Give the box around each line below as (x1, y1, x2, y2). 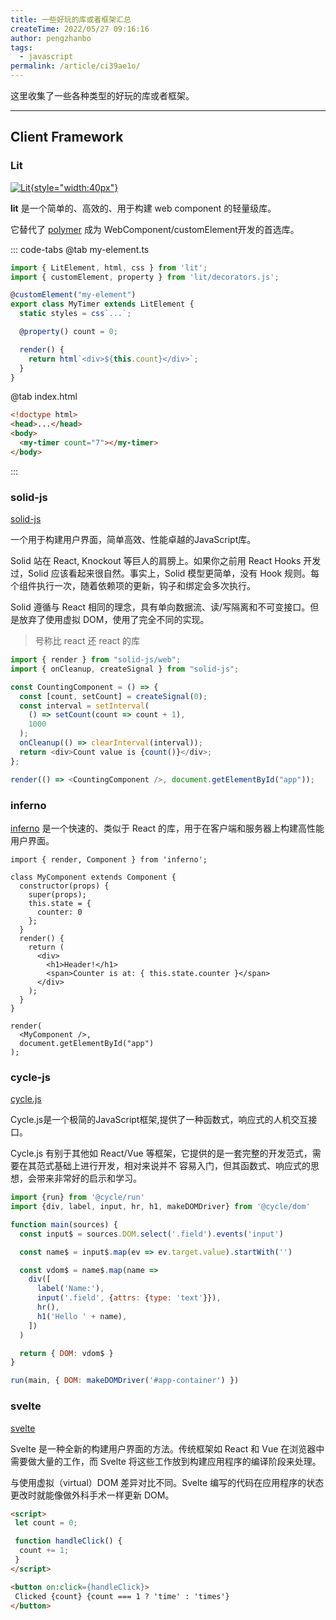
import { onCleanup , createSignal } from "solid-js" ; (10, 664, 240, 674)
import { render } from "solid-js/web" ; (10, 655, 182, 665)
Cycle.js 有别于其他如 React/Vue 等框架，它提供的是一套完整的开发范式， (10, 1147, 313, 1160)
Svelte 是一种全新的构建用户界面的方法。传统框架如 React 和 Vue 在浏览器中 (10, 1442, 325, 1455)
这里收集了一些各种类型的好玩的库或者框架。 (10, 90, 195, 101)
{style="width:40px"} (29, 181, 119, 193)
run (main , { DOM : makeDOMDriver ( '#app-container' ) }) (10, 1376, 240, 1386)
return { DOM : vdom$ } (19, 1348, 114, 1358)
